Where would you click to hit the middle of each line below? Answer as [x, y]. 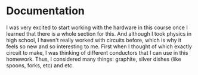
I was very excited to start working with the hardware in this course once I [97, 27]
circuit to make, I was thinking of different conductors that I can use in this [97, 52]
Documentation [46, 11]
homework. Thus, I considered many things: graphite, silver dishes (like [94, 59]
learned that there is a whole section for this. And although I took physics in [99, 33]
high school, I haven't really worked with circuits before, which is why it [94, 40]
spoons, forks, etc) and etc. [40, 65]
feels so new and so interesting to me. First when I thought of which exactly [99, 46]
